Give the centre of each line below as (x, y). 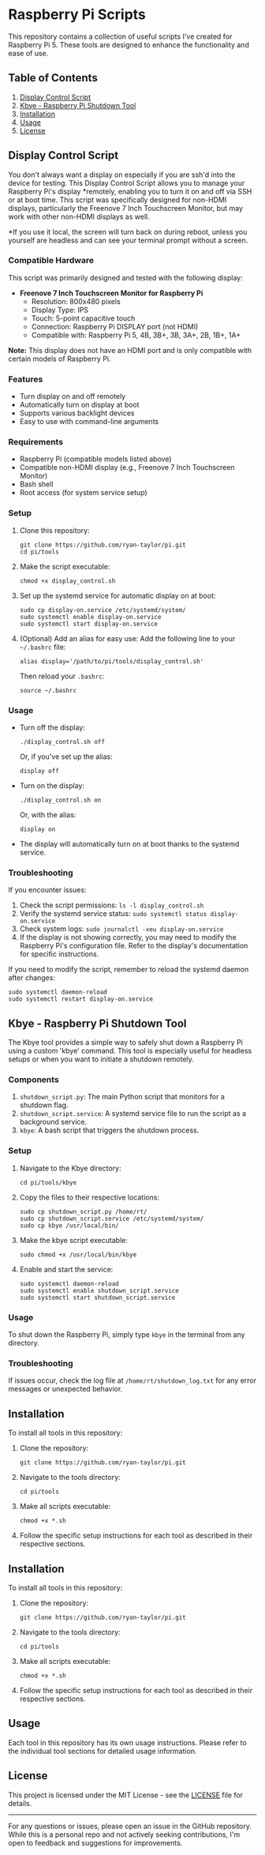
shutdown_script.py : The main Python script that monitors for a (122, 1097)
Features (26, 379)
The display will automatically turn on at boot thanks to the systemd (129, 844)
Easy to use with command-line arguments (89, 422)
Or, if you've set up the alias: (66, 757)
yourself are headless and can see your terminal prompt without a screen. (128, 240)
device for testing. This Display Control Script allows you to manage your (127, 182)
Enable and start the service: (66, 1269)
